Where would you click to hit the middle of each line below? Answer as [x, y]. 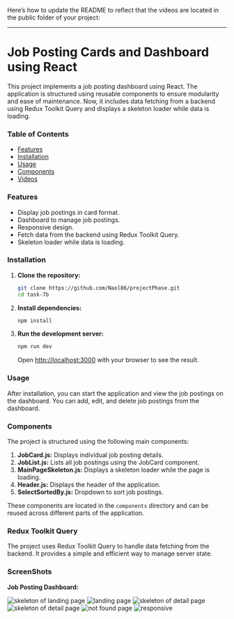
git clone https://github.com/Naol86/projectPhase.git [99, 288]
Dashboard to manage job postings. [69, 220]
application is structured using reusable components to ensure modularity [113, 94]
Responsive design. [46, 227]
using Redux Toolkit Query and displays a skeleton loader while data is [108, 108]
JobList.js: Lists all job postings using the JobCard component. [108, 462]
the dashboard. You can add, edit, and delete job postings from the [103, 401]
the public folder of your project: [54, 17]
